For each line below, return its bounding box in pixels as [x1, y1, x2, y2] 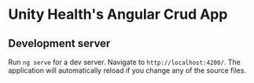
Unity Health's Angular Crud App [8, 5, 228, 23]
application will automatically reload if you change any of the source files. [8, 66, 246, 75]
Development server [8, 37, 111, 50]
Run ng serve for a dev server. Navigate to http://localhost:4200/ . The [8, 57, 241, 67]
